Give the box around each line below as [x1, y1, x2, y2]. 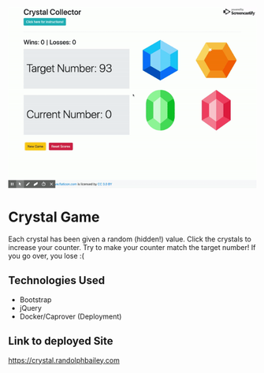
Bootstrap [19, 295, 52, 304]
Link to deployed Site [8, 334, 113, 348]
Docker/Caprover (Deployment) [19, 311, 122, 321]
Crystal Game [8, 208, 100, 226]
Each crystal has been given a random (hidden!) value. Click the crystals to [8, 234, 252, 244]
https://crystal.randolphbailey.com [8, 355, 120, 365]
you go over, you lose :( [8, 251, 84, 260]
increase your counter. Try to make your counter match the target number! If [8, 242, 256, 252]
